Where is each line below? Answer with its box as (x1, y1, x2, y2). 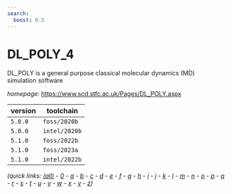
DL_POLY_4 (7, 46, 75, 62)
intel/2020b (42, 127, 82, 135)
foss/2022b (42, 137, 79, 145)
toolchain (46, 106, 78, 116)
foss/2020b (42, 118, 79, 126)
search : (7, 10, 30, 17)
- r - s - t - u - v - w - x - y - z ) (7, 179, 93, 187)
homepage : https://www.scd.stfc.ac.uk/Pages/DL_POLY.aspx (7, 90, 182, 98)
